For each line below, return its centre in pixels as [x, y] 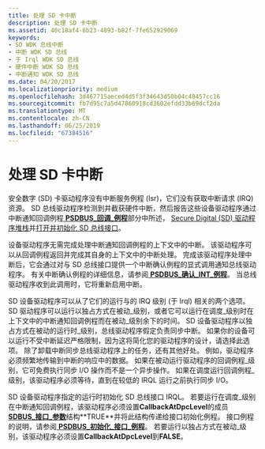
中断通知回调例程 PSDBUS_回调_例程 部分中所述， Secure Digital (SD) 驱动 [129, 217]
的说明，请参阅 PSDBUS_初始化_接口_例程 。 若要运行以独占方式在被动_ [124, 426]
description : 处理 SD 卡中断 [53, 23]
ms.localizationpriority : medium [63, 89]
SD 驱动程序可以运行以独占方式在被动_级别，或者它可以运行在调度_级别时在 [131, 311]
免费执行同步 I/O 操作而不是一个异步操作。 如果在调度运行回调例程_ [145, 370]
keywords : [24, 38]
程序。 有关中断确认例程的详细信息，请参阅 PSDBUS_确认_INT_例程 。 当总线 [132, 274]
